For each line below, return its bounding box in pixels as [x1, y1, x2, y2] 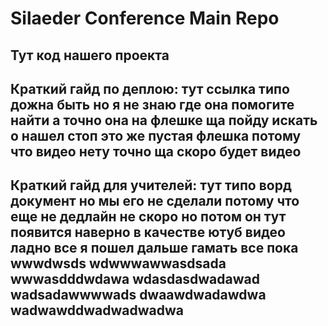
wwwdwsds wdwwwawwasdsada [10, 255, 227, 272]
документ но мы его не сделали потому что [10, 193, 300, 210]
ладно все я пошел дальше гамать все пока [10, 240, 299, 257]
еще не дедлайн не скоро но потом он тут [10, 208, 287, 226]
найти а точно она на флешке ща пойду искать [10, 112, 318, 129]
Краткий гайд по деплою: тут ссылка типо [10, 80, 290, 97]
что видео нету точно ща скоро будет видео [10, 143, 302, 160]
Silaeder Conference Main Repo [10, 7, 280, 30]
